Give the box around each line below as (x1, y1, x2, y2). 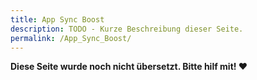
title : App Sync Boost (10, 14, 105, 25)
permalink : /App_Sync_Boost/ (10, 33, 132, 43)
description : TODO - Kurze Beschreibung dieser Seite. (10, 24, 244, 34)
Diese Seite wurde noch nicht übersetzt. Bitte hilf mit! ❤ (10, 61, 248, 73)
